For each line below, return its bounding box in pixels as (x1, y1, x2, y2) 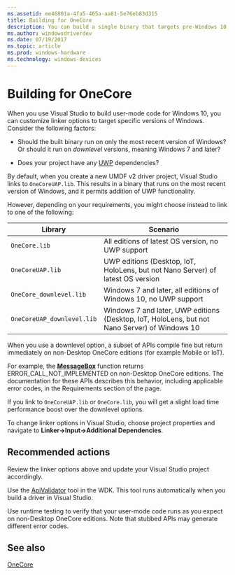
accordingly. (7, 472, 43, 481)
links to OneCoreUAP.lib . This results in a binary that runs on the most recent (7, 179, 226, 187)
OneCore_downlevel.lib (10, 290, 86, 298)
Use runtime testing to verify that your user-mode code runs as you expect (7, 506, 223, 515)
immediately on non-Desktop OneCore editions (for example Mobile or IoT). (7, 348, 225, 357)
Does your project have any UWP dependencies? (17, 158, 159, 166)
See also (7, 541, 45, 553)
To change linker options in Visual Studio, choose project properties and (7, 418, 215, 427)
